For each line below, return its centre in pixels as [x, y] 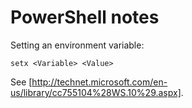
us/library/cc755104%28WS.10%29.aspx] [96, 92]
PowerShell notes [85, 17]
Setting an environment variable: [77, 45]
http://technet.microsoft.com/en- [99, 82]
